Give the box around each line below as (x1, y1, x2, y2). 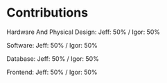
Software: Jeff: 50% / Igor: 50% (6, 41, 98, 49)
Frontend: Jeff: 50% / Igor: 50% (6, 68, 98, 76)
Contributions (6, 5, 88, 21)
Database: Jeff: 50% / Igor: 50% (6, 54, 100, 63)
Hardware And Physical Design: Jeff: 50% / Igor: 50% (6, 28, 161, 36)
